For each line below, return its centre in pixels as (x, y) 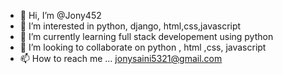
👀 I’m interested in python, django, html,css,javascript (130, 26)
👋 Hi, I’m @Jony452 (60, 15)
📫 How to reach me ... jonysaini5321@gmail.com (121, 58)
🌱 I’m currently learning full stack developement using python (146, 36)
